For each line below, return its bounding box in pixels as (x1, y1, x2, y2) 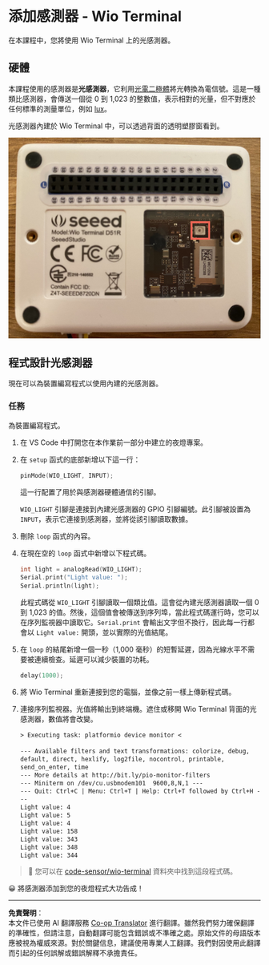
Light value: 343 (19, 835, 78, 844)
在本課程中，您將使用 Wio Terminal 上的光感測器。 (8, 35, 175, 45)
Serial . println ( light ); (19, 582, 100, 590)
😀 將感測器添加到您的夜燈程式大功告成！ (8, 883, 144, 894)
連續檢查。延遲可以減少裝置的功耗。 (34, 655, 154, 664)
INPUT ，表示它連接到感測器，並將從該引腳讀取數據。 (19, 514, 193, 523)
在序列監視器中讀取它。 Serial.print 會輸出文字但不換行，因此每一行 (19, 618, 248, 628)
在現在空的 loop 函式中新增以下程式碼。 (19, 548, 151, 558)
